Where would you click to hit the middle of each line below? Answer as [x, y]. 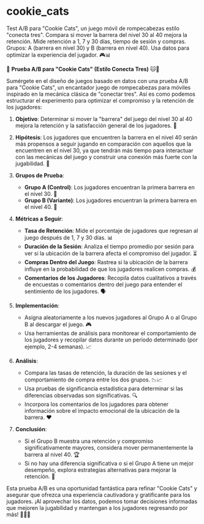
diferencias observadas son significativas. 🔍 [81, 395]
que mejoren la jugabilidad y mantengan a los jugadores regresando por [97, 507]
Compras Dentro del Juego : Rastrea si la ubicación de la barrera [106, 262]
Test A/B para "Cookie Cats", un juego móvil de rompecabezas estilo [93, 28]
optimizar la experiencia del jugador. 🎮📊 [59, 55]
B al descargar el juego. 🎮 [58, 324]
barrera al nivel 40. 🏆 [52, 454]
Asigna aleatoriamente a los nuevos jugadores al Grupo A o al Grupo [111, 317]
